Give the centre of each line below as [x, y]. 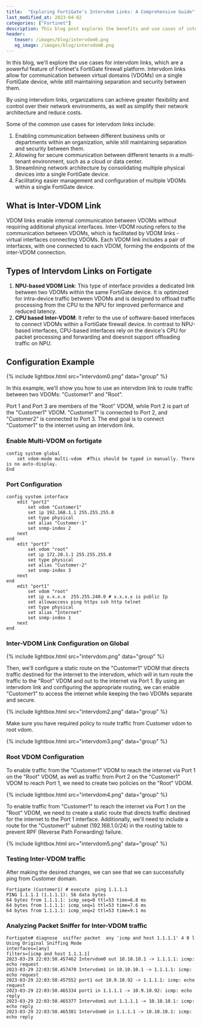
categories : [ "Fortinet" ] [38, 23]
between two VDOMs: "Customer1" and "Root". [65, 395]
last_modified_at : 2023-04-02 [44, 17]
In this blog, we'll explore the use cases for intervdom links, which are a [95, 62]
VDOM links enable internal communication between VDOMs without [91, 220]
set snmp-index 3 [49, 570]
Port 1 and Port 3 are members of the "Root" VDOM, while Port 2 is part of [98, 406]
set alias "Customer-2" [57, 565]
